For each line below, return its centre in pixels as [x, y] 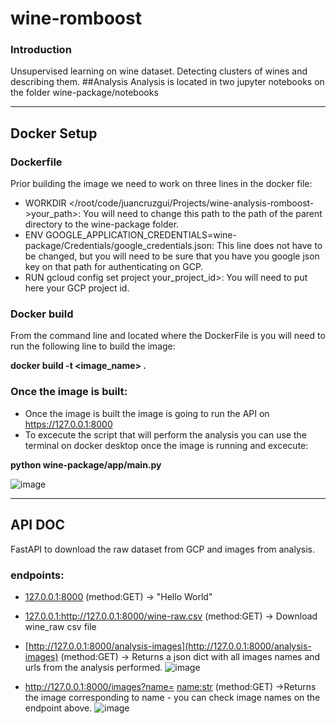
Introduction [41, 50]
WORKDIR [45, 203]
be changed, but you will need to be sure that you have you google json [172, 256]
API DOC [38, 525]
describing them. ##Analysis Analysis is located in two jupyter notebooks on [167, 82]
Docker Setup [54, 133]
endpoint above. [58, 708]
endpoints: [37, 575]
